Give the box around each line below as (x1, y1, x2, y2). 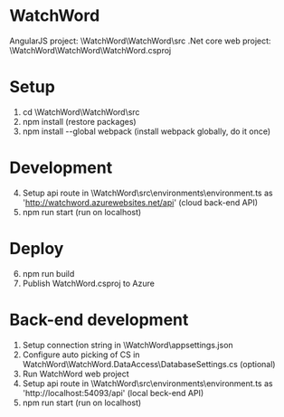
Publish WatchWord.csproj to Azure (22, 278, 156, 289)
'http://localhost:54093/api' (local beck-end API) (22, 387, 204, 398)
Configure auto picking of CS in (22, 349, 140, 360)
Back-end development (9, 309, 189, 330)
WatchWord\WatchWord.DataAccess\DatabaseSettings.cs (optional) (22, 358, 276, 369)
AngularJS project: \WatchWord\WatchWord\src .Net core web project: (9, 35, 271, 46)
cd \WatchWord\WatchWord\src (22, 106, 140, 118)
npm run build (22, 268, 75, 279)
